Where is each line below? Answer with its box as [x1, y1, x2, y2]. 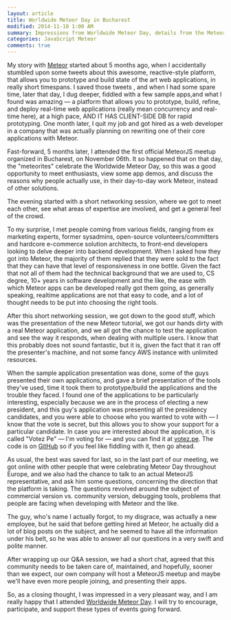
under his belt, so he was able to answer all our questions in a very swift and [7, 535, 224, 542]
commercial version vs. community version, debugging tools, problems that [7, 492, 221, 500]
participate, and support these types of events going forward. [7, 605, 182, 613]
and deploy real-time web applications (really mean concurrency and [7, 105, 203, 113]
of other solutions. [7, 184, 59, 192]
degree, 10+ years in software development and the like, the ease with [7, 277, 206, 284]
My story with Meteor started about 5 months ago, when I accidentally [7, 61, 206, 69]
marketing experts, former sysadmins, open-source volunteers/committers [7, 233, 219, 241]
